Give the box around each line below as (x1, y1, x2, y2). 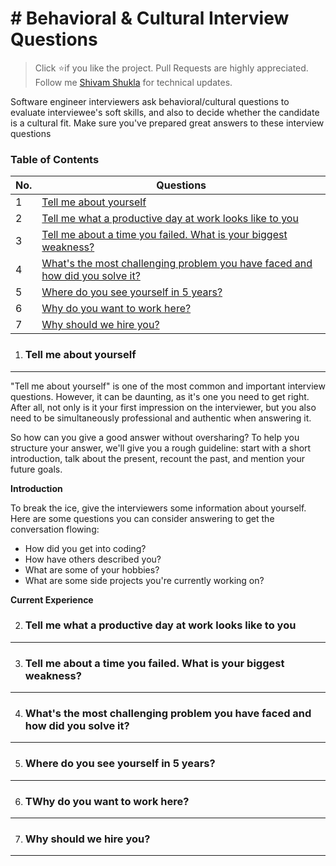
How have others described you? (24, 553, 162, 565)
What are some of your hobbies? (24, 563, 160, 576)
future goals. (10, 463, 63, 475)
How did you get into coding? (24, 542, 147, 554)
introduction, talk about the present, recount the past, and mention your (10, 452, 305, 464)
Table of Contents (10, 152, 100, 166)
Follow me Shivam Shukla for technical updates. (34, 76, 233, 88)
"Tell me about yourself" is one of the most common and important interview (10, 380, 326, 392)
